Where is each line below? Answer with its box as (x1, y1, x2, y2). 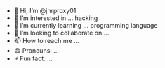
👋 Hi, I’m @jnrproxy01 (13, 7, 77, 15)
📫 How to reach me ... (13, 37, 79, 44)
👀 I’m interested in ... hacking (13, 14, 98, 22)
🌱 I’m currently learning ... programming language (13, 22, 158, 29)
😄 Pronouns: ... (13, 46, 60, 55)
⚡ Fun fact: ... (13, 54, 53, 62)
